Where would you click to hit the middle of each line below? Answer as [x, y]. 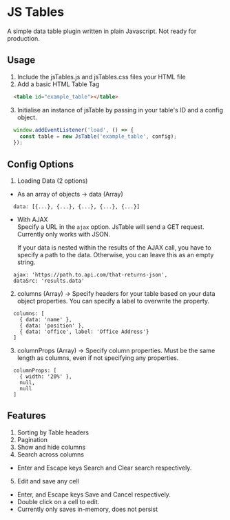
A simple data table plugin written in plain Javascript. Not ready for [102, 31]
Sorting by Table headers [53, 432]
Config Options [41, 164]
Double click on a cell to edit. [58, 501]
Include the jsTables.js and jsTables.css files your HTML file [101, 77]
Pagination [32, 439]
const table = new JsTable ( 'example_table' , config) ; [98, 136]
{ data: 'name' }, [46, 320]
